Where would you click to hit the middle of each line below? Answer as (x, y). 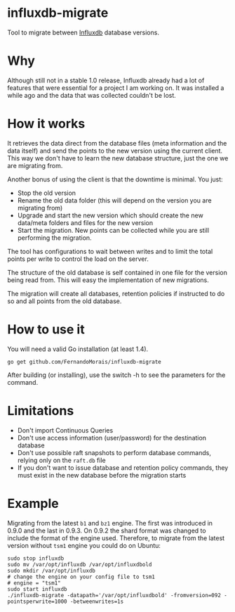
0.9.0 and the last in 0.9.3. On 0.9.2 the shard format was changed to (107, 530)
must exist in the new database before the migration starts (102, 475)
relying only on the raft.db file (62, 460)
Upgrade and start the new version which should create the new (110, 215)
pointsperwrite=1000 (38, 601)
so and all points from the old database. (65, 301)
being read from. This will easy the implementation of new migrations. (108, 280)
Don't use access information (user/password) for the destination (112, 438)
